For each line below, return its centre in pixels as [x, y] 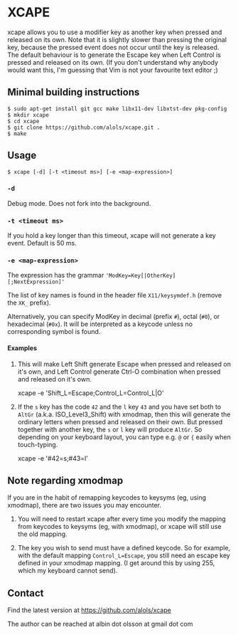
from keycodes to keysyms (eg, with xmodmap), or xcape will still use [119, 527]
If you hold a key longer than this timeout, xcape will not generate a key [112, 236]
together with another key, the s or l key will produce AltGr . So [110, 429]
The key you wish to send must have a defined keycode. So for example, [124, 548]
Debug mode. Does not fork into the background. [79, 203]
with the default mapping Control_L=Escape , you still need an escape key [124, 555]
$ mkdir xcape [28, 115]
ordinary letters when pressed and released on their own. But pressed [120, 421]
